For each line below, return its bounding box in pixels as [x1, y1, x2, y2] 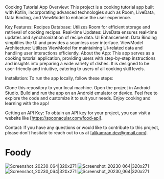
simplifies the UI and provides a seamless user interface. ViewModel [5, 40, 143, 46]
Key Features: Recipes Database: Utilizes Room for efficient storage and [5, 24, 150, 30]
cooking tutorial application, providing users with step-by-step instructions [5, 55, 156, 61]
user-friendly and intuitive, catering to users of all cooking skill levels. [5, 66, 145, 72]
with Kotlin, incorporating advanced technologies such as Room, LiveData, [5, 9, 155, 15]
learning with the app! [5, 101, 49, 106]
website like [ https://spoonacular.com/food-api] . [5, 115, 103, 121]
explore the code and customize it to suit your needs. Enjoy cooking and [5, 95, 151, 101]
